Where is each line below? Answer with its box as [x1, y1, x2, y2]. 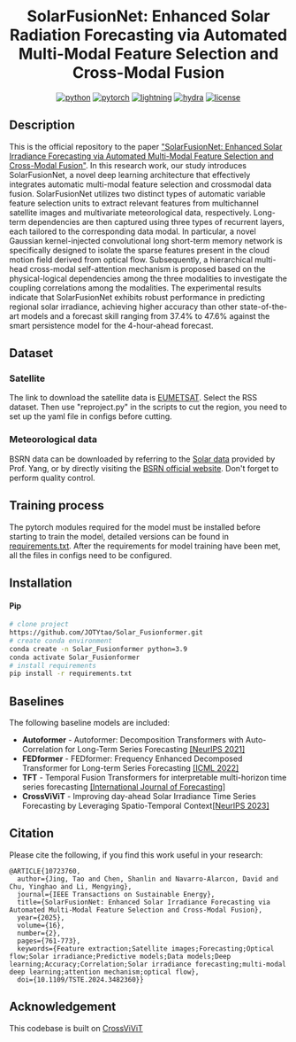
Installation [9, 575, 72, 590]
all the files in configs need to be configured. [9, 549, 172, 560]
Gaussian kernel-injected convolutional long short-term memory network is [9, 235, 283, 245]
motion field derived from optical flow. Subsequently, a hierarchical [9, 254, 254, 265]
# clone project [9, 620, 69, 629]
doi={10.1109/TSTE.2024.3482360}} [17, 975, 144, 984]
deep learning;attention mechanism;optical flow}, [9, 968, 200, 976]
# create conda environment [9, 636, 113, 645]
